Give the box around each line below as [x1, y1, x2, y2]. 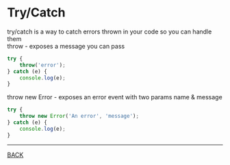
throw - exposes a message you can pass [7, 42, 125, 50]
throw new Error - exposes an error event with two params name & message [7, 93, 222, 101]
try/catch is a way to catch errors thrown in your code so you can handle [7, 27, 212, 36]
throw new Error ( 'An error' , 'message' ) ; [19, 113, 139, 120]
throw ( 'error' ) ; [19, 62, 66, 68]
